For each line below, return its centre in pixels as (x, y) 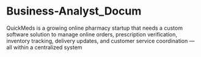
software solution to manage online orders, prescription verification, (92, 34)
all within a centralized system (44, 47)
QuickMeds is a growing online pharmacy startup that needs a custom (95, 28)
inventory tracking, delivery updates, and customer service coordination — (100, 41)
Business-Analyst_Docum (74, 11)
